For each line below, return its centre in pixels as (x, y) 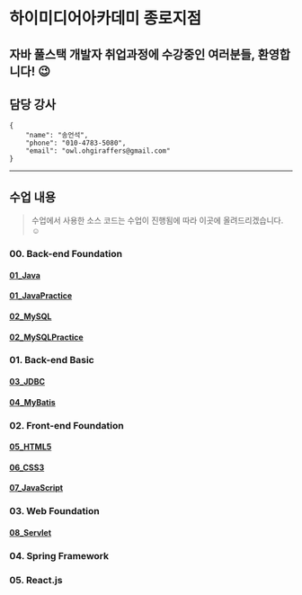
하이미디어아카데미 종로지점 (106, 18)
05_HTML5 (31, 447)
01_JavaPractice (41, 296)
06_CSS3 (27, 467)
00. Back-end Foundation (66, 254)
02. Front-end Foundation (67, 425)
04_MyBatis (32, 402)
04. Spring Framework (59, 555)
